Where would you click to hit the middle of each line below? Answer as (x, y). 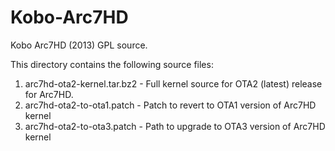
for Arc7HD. (49, 94)
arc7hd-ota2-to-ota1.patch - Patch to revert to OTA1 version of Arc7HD (170, 105)
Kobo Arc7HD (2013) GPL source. (79, 45)
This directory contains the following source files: (112, 64)
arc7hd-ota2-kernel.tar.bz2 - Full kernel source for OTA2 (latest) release (173, 83)
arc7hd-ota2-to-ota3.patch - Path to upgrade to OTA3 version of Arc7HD (175, 126)
